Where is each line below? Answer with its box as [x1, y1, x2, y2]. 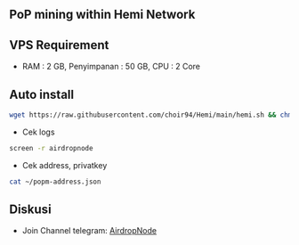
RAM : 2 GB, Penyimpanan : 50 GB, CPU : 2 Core [21, 61, 201, 72]
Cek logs [21, 127, 55, 137]
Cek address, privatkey [21, 159, 108, 170]
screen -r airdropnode [9, 143, 93, 152]
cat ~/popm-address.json [9, 177, 101, 186]
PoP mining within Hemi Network [9, 7, 196, 22]
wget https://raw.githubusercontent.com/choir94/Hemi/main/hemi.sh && [9, 110, 277, 119]
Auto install [9, 86, 74, 102]
